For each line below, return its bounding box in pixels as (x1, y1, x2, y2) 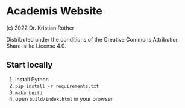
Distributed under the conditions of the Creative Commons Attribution (6, 36, 179, 43)
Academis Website (6, 4, 102, 18)
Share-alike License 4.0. (6, 42, 66, 49)
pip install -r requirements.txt (14, 83, 99, 89)
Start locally (6, 60, 53, 70)
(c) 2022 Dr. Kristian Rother (6, 24, 74, 31)
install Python (14, 75, 49, 83)
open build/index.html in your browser (14, 95, 113, 102)
